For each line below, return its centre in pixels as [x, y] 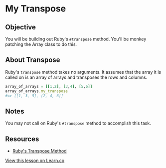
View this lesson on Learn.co [35, 161]
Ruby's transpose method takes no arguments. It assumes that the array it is [83, 72]
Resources [22, 139]
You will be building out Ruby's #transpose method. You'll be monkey [76, 39]
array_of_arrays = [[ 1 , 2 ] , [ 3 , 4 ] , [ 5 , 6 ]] [49, 86]
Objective [21, 27]
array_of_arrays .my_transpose [37, 91]
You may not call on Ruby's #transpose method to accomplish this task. [78, 123]
